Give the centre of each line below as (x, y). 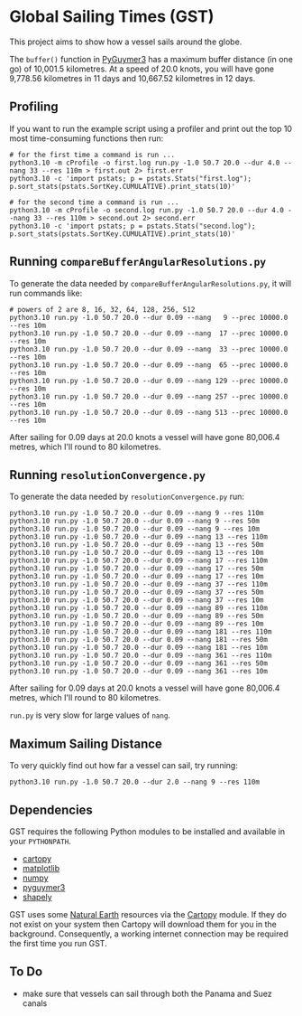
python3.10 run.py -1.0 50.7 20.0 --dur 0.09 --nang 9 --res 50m (134, 522)
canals (35, 1003)
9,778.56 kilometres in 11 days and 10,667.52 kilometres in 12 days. (133, 78)
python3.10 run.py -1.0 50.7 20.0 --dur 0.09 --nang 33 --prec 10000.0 (149, 349)
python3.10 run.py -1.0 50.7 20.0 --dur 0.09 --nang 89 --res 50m (137, 616)
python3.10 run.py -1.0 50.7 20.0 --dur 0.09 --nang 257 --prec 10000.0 (149, 396)
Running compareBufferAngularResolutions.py (138, 262)
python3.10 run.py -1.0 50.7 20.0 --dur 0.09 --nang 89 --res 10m (137, 624)
